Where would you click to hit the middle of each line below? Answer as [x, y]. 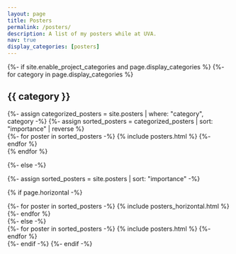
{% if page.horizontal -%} [45, 192]
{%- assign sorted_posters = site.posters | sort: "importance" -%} [104, 178]
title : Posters [30, 21]
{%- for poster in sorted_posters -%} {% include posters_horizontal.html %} [119, 206]
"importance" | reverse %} [46, 129]
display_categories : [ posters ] [54, 47]
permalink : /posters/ [39, 27]
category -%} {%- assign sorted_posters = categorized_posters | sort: [110, 121]
